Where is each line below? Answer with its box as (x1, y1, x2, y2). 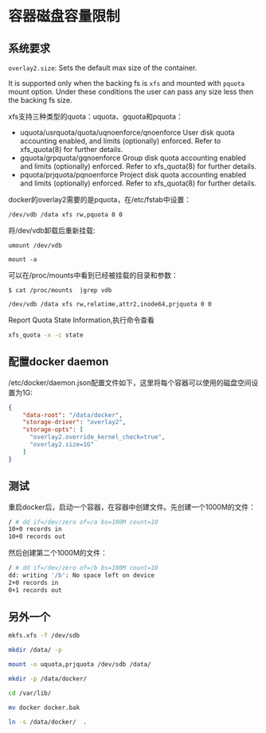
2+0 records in (8, 579, 59, 587)
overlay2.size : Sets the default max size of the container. (8, 63, 198, 72)
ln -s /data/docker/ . (8, 718, 88, 726)
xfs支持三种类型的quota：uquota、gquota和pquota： (8, 112, 183, 121)
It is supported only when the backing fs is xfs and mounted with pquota (8, 79, 245, 88)
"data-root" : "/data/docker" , (22, 411, 123, 419)
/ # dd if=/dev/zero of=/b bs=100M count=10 (8, 564, 158, 572)
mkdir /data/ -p (8, 646, 62, 654)
